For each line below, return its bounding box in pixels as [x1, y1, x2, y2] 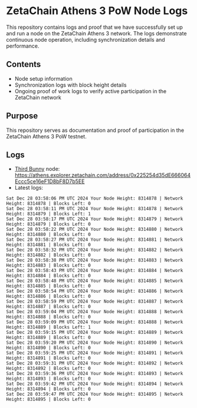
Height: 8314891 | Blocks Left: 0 [6, 355, 91, 361]
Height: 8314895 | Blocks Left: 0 [6, 396, 91, 403]
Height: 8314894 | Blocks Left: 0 [6, 386, 91, 392]
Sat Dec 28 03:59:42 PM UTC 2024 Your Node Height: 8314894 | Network [6, 381, 183, 387]
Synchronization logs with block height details [14, 81, 127, 88]
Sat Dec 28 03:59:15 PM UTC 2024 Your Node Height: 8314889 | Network [6, 330, 183, 336]
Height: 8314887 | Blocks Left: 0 [6, 304, 91, 310]
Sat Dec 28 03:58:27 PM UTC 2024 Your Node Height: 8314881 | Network [6, 237, 183, 243]
